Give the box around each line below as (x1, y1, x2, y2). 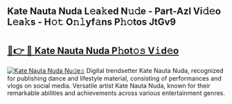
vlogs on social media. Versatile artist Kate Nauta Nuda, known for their (7, 82, 211, 90)
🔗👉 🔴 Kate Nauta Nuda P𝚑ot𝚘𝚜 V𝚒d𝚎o (7, 45, 179, 56)
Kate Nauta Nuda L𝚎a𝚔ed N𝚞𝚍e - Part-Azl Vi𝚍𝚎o (7, 6, 222, 17)
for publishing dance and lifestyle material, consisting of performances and (7, 74, 222, 82)
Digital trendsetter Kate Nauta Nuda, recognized (86, 67, 224, 74)
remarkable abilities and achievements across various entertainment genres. (7, 89, 225, 97)
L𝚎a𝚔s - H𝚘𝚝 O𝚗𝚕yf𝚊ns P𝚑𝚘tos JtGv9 (7, 17, 177, 28)
